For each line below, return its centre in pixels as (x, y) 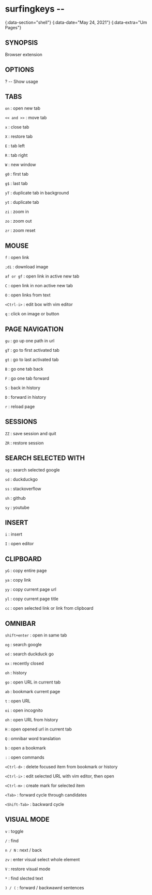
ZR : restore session (24, 443)
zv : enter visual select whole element (42, 859)
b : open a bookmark (25, 748)
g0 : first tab (17, 174)
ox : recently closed (24, 664)
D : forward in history (26, 397)
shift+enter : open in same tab (36, 635)
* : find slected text (24, 878)
